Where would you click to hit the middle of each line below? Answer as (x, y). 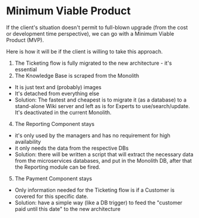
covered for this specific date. (51, 196)
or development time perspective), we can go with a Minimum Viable (90, 33)
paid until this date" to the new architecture (67, 208)
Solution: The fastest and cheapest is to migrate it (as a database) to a (101, 100)
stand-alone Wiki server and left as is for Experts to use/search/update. (102, 106)
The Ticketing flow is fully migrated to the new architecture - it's (93, 63)
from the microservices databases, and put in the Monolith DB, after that (103, 160)
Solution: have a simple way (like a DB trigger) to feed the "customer (99, 203)
